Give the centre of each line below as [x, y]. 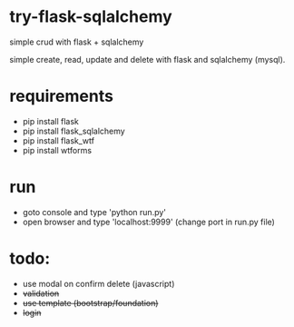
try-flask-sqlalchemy [91, 17]
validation [41, 293]
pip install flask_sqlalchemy [73, 131]
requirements [61, 96]
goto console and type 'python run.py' [94, 212]
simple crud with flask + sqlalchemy [77, 42]
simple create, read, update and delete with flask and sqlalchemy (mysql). [147, 59]
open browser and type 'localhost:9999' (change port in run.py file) [148, 222]
